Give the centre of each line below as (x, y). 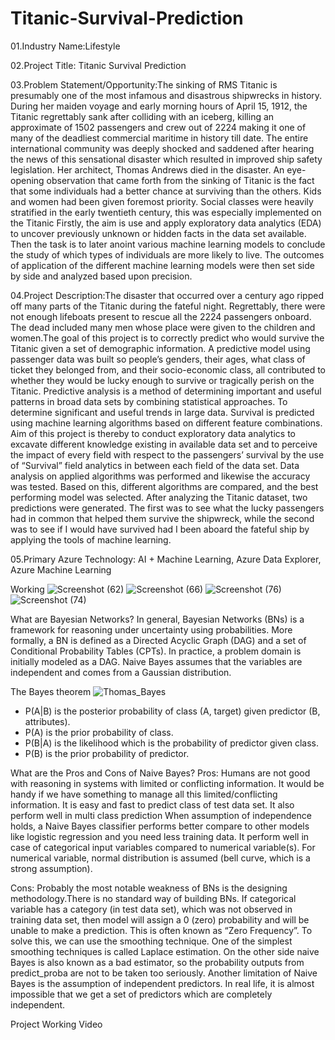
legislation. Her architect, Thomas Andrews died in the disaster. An (147, 169)
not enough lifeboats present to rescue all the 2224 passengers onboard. (161, 316)
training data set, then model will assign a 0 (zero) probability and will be (160, 919)
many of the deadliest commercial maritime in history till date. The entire (159, 138)
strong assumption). (51, 868)
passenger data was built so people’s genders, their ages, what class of (158, 359)
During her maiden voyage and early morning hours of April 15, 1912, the (159, 106)
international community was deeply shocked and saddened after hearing (162, 148)
